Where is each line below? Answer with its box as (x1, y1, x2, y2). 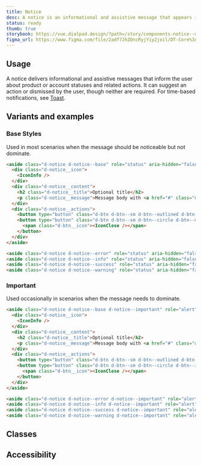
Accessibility (6, 449, 57, 460)
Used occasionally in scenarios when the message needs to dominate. (6, 295, 182, 302)
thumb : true (6, 25, 36, 32)
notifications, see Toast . (6, 94, 66, 101)
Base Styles (6, 130, 42, 138)
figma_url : (6, 37, 34, 43)
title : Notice (6, 8, 42, 15)
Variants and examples (6, 112, 94, 122)
